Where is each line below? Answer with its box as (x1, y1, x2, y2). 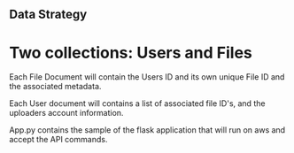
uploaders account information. (9, 108, 124, 119)
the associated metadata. (9, 81, 102, 92)
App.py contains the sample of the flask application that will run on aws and (9, 125, 286, 135)
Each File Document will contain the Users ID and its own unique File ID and (9, 72, 285, 82)
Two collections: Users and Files (9, 42, 252, 63)
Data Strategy (9, 7, 88, 22)
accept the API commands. (9, 134, 108, 145)
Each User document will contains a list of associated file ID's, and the (9, 98, 266, 109)
